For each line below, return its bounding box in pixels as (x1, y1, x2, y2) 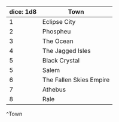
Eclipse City (42, 18, 76, 26)
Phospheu (42, 27, 71, 35)
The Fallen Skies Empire (42, 76, 110, 84)
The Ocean (42, 37, 74, 45)
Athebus (42, 86, 66, 93)
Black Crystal (42, 57, 80, 64)
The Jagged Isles (42, 47, 91, 55)
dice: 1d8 (9, 8, 37, 15)
